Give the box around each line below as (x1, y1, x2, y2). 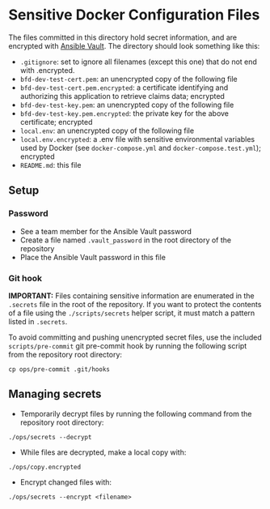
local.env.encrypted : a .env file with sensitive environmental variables (19, 134, 255, 143)
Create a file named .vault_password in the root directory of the (19, 235, 232, 245)
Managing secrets (8, 387, 102, 401)
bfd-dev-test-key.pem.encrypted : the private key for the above (19, 108, 229, 118)
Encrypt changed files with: (19, 477, 112, 487)
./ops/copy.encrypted (8, 463, 82, 471)
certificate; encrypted (19, 117, 93, 126)
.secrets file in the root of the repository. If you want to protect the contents (8, 299, 262, 309)
